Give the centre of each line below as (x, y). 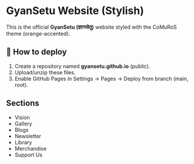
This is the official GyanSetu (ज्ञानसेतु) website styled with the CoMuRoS (92, 27)
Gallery (23, 124)
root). (21, 85)
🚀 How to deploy (37, 52)
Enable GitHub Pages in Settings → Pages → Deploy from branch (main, (101, 78)
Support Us (29, 155)
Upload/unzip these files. (45, 72)
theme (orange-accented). (38, 33)
